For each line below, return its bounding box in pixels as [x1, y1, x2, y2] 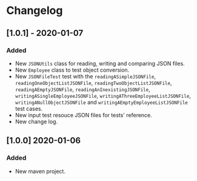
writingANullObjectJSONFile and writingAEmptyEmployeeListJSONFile [15, 98, 188, 106]
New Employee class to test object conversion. [15, 66, 130, 73]
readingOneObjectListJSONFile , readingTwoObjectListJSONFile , [15, 79, 172, 86]
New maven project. [15, 168, 65, 175]
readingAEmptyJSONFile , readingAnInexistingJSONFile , [15, 86, 150, 93]
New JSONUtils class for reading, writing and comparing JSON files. [15, 60, 185, 67]
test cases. [15, 104, 43, 112]
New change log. [15, 118, 58, 125]
